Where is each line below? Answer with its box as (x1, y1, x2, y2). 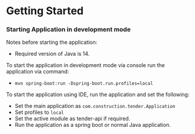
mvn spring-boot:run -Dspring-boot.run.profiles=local (14, 81, 154, 87)
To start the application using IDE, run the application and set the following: (6, 91, 190, 98)
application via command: (6, 68, 69, 75)
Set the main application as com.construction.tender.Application (14, 103, 176, 110)
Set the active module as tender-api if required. (14, 115, 130, 122)
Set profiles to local (14, 109, 64, 116)
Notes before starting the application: (6, 39, 98, 46)
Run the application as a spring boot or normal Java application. (14, 122, 171, 129)
